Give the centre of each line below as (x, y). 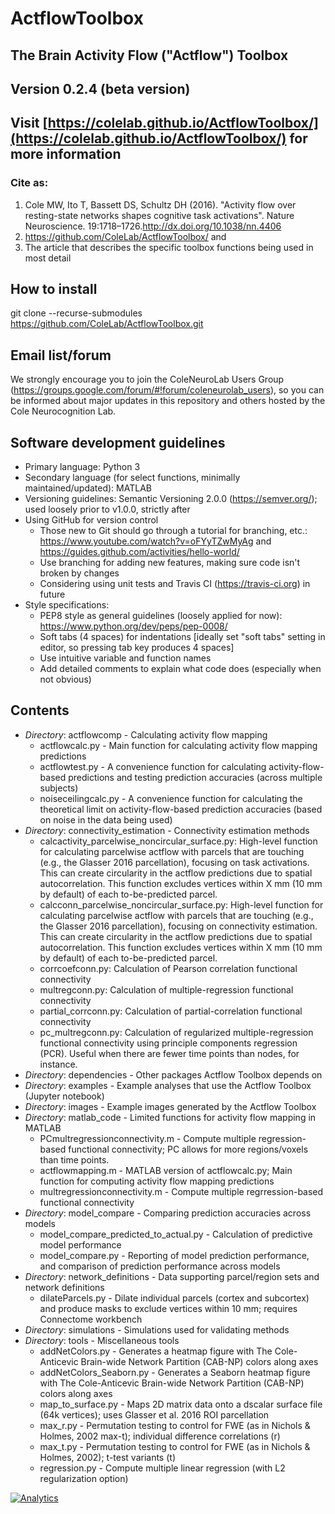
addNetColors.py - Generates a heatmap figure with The (156, 1351)
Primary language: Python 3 (82, 467)
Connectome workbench (91, 1319)
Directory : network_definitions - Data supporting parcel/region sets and (172, 1276)
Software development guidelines (118, 442)
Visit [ (29, 123)
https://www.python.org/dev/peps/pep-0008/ (133, 626)
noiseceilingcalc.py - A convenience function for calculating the (171, 798)
